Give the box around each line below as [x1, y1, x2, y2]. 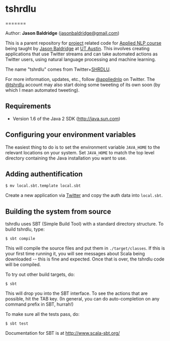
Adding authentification [5, 170, 83, 178]
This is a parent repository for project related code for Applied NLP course [5, 39, 162, 46]
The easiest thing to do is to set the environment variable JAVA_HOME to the [5, 144, 160, 150]
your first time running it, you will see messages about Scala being [5, 251, 145, 257]
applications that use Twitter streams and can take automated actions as [5, 51, 158, 57]
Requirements [5, 102, 51, 111]
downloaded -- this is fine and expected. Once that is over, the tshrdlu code [5, 256, 165, 262]
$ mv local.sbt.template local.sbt [5, 183, 81, 189]
